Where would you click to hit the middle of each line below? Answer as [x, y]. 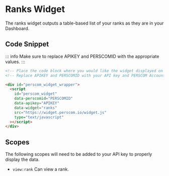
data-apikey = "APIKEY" [37, 103]
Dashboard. [17, 28]
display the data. [22, 159]
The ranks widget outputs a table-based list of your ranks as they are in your [84, 23]
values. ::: [15, 62]
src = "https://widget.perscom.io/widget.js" [61, 112]
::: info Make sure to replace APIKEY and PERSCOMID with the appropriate [82, 56]
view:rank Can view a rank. [40, 169]
